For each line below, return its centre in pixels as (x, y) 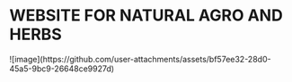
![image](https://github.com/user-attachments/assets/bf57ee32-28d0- (140, 59)
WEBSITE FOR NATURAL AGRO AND (146, 16)
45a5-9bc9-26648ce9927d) (62, 69)
